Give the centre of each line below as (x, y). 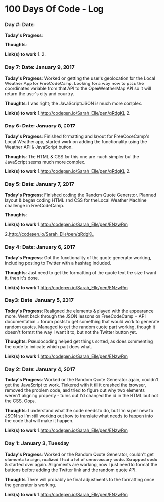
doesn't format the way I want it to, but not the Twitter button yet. (71, 332)
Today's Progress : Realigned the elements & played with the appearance (79, 311)
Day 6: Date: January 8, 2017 (40, 125)
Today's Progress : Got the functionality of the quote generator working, (78, 257)
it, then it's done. (22, 278)
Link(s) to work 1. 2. (25, 54)
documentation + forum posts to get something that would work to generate (82, 321)
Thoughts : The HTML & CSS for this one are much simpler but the (72, 157)
